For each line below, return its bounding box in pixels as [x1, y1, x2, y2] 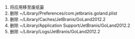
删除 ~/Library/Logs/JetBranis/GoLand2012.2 [9, 29, 100, 34]
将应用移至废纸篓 [9, 4, 44, 10]
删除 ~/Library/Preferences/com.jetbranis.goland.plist [9, 10, 117, 16]
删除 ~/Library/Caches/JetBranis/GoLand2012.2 [9, 17, 106, 22]
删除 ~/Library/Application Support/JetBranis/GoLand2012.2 [9, 22, 131, 28]
